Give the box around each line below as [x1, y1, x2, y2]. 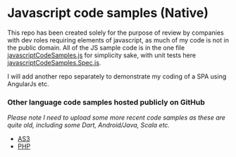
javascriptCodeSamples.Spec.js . [7, 58, 101, 66]
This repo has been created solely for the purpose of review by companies [7, 28, 224, 37]
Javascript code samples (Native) [7, 5, 209, 21]
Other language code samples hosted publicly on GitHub [7, 97, 206, 107]
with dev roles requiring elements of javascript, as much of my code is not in [7, 35, 229, 44]
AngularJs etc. [7, 79, 49, 88]
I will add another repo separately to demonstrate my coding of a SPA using [7, 72, 227, 81]
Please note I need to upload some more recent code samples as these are [7, 113, 225, 122]
